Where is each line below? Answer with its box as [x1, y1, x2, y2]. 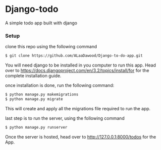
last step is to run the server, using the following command [5, 115, 125, 121]
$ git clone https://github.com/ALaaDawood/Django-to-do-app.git [5, 53, 143, 58]
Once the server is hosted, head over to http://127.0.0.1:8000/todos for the [5, 134, 156, 140]
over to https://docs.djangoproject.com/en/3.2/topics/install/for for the [5, 68, 150, 74]
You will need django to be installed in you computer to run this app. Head [5, 62, 156, 68]
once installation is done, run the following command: [5, 82, 114, 88]
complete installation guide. [5, 73, 62, 79]
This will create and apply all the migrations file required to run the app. [5, 105, 151, 111]
